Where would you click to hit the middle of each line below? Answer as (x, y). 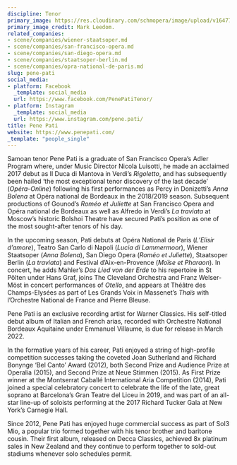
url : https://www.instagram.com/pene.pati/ (78, 119)
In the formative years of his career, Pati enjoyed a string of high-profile (111, 350)
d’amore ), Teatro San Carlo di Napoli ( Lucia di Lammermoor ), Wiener (108, 247)
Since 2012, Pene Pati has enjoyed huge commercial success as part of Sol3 (119, 424)
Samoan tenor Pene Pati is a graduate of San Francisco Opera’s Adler (108, 159)
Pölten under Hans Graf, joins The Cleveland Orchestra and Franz (102, 278)
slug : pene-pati (31, 73)
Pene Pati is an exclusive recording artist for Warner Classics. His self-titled (117, 314)
